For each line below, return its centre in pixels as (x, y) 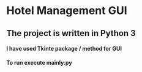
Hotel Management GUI (67, 11)
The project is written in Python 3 (71, 33)
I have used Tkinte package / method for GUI (64, 49)
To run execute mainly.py (39, 62)
